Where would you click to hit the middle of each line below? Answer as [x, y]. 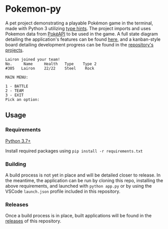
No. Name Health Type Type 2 [51, 64]
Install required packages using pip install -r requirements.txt [74, 150]
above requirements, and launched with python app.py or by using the [79, 186]
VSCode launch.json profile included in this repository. [63, 191]
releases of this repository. [33, 221]
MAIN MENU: [17, 77]
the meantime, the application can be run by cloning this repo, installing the [84, 180]
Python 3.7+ [18, 141]
